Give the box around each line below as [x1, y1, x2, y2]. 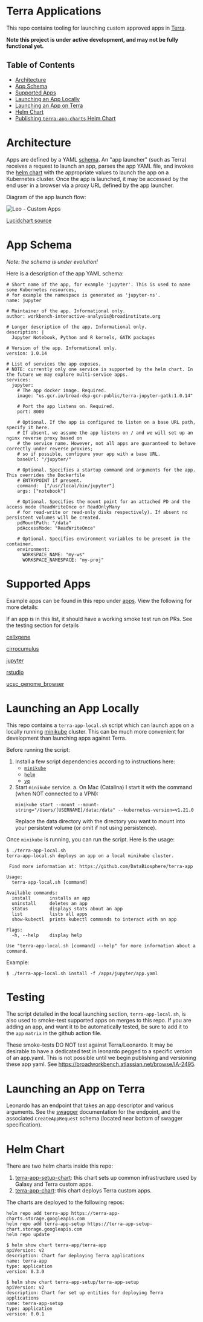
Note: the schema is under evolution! [6, 258, 98, 265]
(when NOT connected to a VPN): [14, 790, 98, 797]
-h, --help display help [11, 932, 83, 938]
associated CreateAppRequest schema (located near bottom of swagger [6, 1115, 183, 1122]
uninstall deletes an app [11, 900, 88, 906]
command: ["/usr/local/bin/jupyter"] [17, 482, 115, 488]
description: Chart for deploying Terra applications [6, 1253, 145, 1259]
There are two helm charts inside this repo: [6, 1162, 114, 1169]
